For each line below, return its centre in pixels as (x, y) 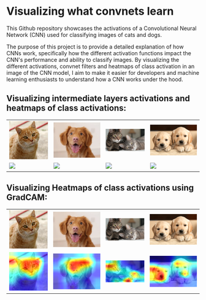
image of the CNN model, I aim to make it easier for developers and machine (103, 72)
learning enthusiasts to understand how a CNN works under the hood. (95, 79)
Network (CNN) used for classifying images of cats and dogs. (84, 34)
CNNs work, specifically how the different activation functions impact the (99, 53)
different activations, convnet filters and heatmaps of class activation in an (101, 66)
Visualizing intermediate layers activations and (98, 98)
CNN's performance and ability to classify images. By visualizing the (93, 60)
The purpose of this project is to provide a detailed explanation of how (95, 47)
